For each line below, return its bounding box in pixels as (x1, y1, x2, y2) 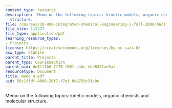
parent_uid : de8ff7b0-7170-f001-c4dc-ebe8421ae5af (5, 64, 116, 69)
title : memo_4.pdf (5, 74, 45, 79)
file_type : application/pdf (5, 31, 66, 36)
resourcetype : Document (5, 69, 56, 74)
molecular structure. (5, 98, 48, 104)
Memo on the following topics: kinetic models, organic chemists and (5, 92, 149, 98)
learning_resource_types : (5, 36, 60, 41)
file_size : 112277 (5, 26, 45, 32)
